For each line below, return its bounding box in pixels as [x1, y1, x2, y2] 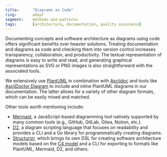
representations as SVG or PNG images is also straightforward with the [5, 62, 153, 69]
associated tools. [5, 68, 41, 74]
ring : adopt [5, 12, 44, 17]
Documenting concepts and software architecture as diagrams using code [5, 36, 160, 42]
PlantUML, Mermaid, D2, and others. [12, 146, 89, 152]
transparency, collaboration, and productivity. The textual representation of [5, 52, 162, 58]
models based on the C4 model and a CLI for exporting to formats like [12, 141, 158, 147]
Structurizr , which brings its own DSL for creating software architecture [12, 135, 161, 141]
